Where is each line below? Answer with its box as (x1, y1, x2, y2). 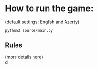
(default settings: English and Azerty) (5, 19, 80, 25)
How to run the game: (5, 3, 94, 14)
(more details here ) (5, 54, 43, 60)
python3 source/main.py (5, 28, 53, 33)
